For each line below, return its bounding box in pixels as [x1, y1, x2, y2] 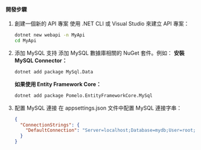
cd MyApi [14, 38, 37, 44]
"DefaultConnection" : [25, 127, 80, 134]
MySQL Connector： [14, 57, 68, 64]
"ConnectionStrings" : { [20, 122, 80, 128]
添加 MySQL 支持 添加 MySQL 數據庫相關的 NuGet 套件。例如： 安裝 [14, 49, 185, 57]
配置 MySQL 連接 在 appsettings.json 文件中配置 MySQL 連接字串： [14, 104, 182, 111]
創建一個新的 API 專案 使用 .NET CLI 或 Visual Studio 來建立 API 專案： [14, 20, 190, 27]
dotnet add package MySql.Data [14, 69, 94, 75]
